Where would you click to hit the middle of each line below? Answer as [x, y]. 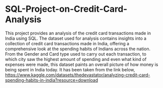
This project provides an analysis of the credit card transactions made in [78, 33]
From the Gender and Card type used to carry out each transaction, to [76, 54]
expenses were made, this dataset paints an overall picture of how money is [81, 64]
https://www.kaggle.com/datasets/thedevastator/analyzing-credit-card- [78, 75]
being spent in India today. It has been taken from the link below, [70, 69]
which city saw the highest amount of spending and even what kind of [76, 59]
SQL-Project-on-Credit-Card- [66, 9]
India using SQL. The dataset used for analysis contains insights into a [76, 38]
